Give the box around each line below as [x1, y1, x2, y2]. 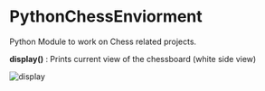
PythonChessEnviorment [9, 6, 203, 27]
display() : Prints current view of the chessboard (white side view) [9, 53, 257, 64]
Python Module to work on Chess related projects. [9, 36, 197, 47]
